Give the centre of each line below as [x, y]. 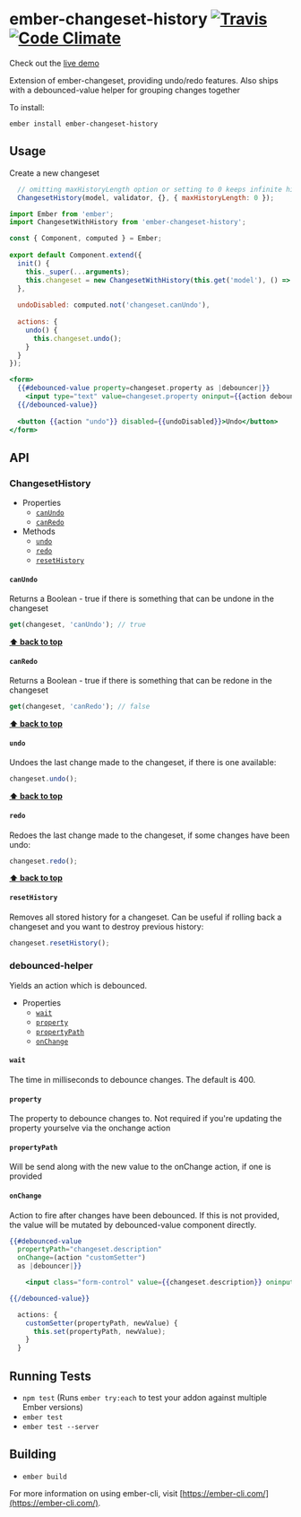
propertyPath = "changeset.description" [90, 1250]
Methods [39, 532]
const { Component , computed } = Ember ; [86, 239]
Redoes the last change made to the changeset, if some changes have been [150, 835]
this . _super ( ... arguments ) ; [77, 272]
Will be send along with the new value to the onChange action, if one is [140, 1167]
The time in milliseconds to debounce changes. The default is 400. [133, 1079]
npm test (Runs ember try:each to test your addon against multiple [144, 1398]
